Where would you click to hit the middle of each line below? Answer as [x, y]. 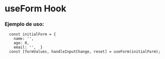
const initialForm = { [33, 34]
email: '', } [28, 48]
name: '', [24, 39]
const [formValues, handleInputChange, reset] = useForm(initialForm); [85, 52]
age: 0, [21, 43]
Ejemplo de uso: [24, 24]
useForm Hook [36, 9]
